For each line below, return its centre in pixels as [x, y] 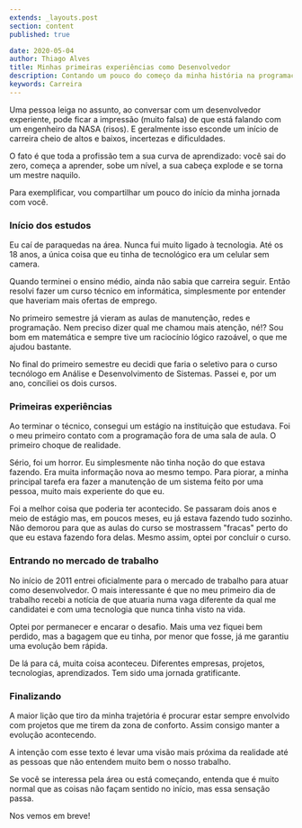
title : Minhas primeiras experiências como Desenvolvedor [120, 67]
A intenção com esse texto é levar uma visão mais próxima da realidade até [149, 751]
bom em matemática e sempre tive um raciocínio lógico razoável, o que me [148, 337]
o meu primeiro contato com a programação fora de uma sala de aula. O [143, 436]
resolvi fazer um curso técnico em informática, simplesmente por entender [147, 291]
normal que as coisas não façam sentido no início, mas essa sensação [140, 788]
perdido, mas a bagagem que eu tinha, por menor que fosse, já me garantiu [149, 636]
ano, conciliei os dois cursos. [63, 383]
